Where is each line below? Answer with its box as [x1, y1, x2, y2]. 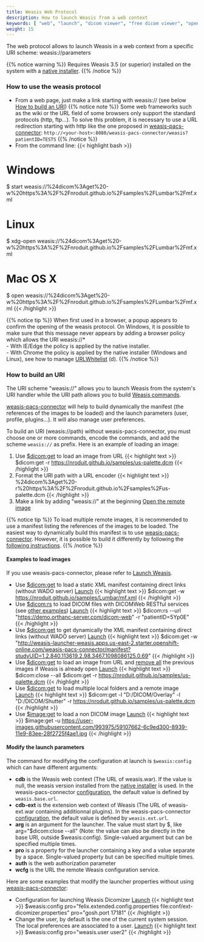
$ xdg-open [6, 237, 36, 245]
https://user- [61, 717, 93, 724]
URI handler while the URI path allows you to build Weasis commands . [6, 391, 182, 398]
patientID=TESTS [15, 136, 56, 142]
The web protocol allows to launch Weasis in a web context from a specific [6, 43, 194, 50]
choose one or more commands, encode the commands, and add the [6, 434, 180, 441]
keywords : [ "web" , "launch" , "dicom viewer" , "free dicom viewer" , [6, 20, 183, 26]
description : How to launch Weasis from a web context [6, 15, 148, 21]
